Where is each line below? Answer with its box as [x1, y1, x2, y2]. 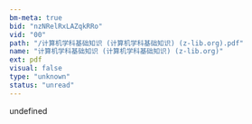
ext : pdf [9, 55, 42, 64]
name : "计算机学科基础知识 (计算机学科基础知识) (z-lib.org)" [9, 47, 224, 56]
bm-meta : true [9, 13, 63, 23]
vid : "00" [9, 30, 47, 39]
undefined [9, 105, 48, 116]
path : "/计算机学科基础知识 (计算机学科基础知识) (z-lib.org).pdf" [9, 38, 244, 48]
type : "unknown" [9, 72, 70, 81]
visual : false [9, 64, 63, 73]
